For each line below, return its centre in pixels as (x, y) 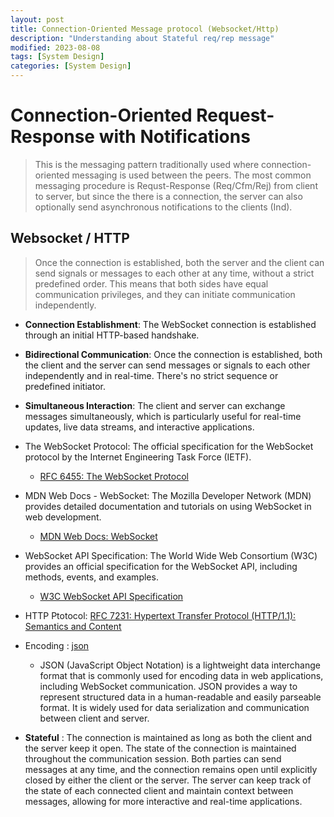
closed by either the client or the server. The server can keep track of (168, 780)
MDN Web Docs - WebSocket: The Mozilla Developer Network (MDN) (168, 495)
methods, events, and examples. (91, 577)
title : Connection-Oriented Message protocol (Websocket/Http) (145, 29)
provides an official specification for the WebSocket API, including (161, 566)
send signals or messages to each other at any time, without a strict (174, 273)
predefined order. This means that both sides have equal (151, 283)
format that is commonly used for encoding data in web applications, (181, 675)
